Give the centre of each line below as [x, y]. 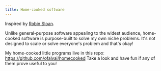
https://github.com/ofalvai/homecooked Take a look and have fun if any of [80, 58]
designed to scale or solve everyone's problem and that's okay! [69, 43]
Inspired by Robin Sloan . [30, 24]
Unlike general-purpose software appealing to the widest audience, [73, 33]
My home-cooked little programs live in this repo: [55, 53]
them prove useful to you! [31, 63]
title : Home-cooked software [35, 10]
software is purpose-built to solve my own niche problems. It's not [88, 38]
